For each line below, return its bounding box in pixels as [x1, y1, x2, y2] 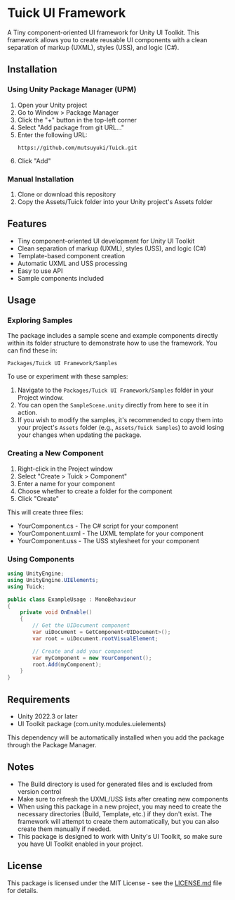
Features [7, 218, 47, 230]
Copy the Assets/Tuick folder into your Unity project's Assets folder [17, 197, 213, 205]
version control [17, 787, 62, 796]
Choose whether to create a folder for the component [17, 487, 173, 495]
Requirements [7, 693, 70, 705]
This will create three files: [7, 508, 84, 516]
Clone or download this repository [17, 190, 116, 198]
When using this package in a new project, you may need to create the [17, 802, 222, 811]
